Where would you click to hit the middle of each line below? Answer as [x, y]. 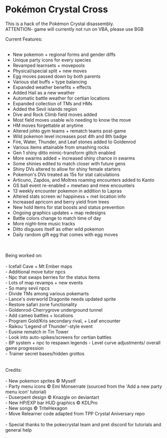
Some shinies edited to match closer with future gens [69, 163]
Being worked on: [24, 255]
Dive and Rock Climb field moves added [55, 115]
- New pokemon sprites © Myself [40, 380]
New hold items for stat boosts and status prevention [69, 207]
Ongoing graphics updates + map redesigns [59, 213]
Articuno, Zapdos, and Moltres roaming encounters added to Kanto [83, 180]
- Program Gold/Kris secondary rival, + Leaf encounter [63, 321]
